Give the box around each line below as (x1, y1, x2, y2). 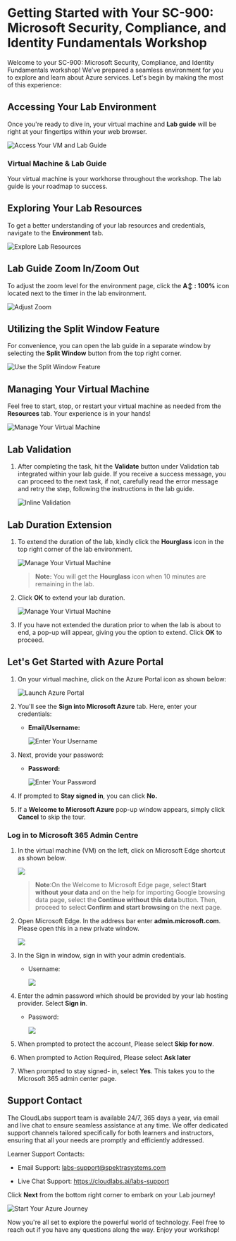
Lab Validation (7, 443, 72, 455)
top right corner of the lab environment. (17, 545, 132, 553)
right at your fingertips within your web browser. (7, 127, 147, 135)
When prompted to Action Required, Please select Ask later (17, 1054, 192, 1062)
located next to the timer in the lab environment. (7, 289, 147, 297)
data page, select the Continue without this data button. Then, (35, 896, 217, 904)
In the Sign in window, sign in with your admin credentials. (17, 951, 187, 960)
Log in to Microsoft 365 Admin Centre (7, 830, 139, 840)
